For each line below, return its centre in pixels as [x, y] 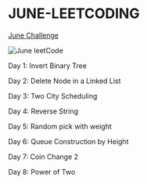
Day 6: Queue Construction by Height [68, 141]
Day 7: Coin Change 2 [43, 157]
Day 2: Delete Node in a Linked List [65, 81]
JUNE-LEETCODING [74, 14]
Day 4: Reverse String [43, 111]
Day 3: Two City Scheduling [53, 96]
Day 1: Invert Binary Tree [48, 65]
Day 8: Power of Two [42, 171]
